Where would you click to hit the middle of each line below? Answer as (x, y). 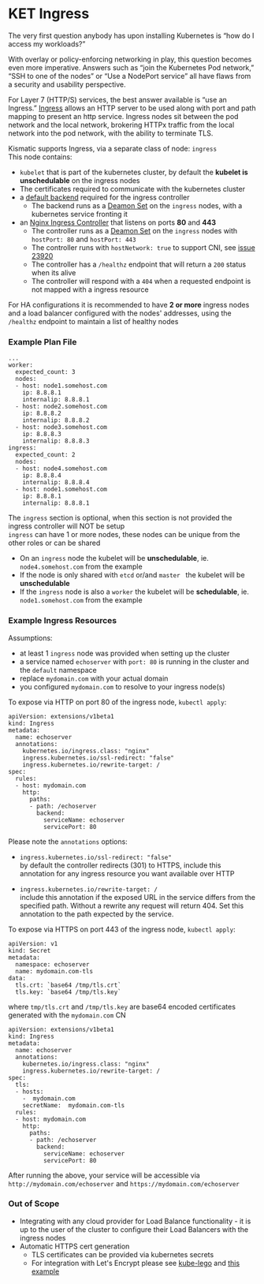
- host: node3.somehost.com (61, 427)
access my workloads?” (47, 43)
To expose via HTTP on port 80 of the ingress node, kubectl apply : (117, 702)
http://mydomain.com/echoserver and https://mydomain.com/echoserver (124, 1183)
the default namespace (58, 670)
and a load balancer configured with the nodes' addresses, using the (120, 313)
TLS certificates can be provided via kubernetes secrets (123, 1254)
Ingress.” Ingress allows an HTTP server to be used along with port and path (132, 108)
